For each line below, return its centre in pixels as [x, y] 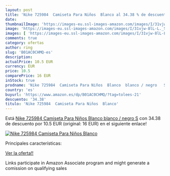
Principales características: [34, 143]
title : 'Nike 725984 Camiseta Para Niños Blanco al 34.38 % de [75, 15]
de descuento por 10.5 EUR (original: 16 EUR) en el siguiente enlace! [76, 124]
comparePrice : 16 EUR [28, 76]
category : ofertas [25, 43]
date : [11, 19]
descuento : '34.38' [26, 99]
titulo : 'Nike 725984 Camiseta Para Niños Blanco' [62, 104]
